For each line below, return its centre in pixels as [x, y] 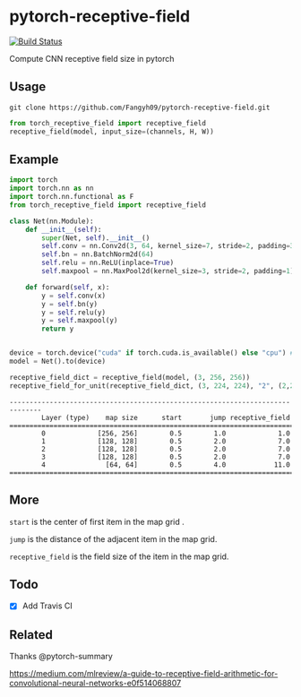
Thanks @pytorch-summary [61, 657]
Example [34, 159]
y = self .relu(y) [73, 312]
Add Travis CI [47, 606]
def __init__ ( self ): [64, 229]
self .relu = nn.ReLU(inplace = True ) [108, 263]
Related [31, 635]
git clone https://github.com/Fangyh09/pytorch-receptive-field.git [140, 108]
